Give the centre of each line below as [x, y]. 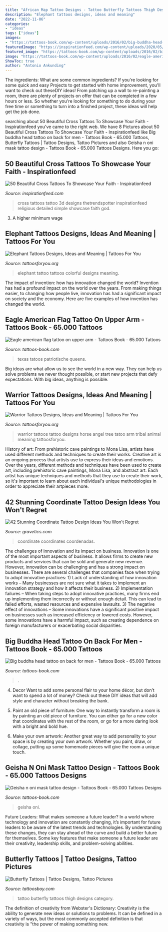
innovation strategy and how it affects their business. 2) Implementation [79, 588]
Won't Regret [26, 510]
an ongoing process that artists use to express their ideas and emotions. [79, 460]
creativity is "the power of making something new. [57, 924]
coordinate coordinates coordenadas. [56, 541]
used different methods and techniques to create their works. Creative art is [83, 454]
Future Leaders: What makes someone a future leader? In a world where [79, 816]
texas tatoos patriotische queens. [52, 359]
